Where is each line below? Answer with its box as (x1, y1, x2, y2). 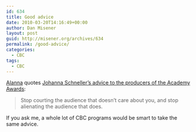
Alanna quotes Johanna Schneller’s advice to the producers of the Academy (6, 79, 191, 86)
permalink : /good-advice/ (6, 42, 69, 48)
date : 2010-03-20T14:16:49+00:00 (6, 19, 88, 25)
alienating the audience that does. (20, 103, 103, 110)
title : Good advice (6, 14, 54, 20)
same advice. (6, 121, 39, 128)
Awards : (6, 86, 26, 93)
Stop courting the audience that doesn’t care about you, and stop (20, 97, 179, 104)
